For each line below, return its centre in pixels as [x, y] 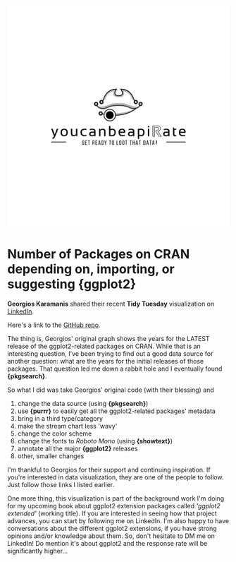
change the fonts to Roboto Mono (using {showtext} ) [95, 441]
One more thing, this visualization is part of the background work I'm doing [116, 498]
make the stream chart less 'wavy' [67, 426]
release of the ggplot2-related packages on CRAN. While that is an [104, 346]
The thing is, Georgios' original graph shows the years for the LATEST [108, 338]
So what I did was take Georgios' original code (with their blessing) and [111, 390]
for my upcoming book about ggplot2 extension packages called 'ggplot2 [114, 506]
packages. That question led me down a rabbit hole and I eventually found [115, 369]
